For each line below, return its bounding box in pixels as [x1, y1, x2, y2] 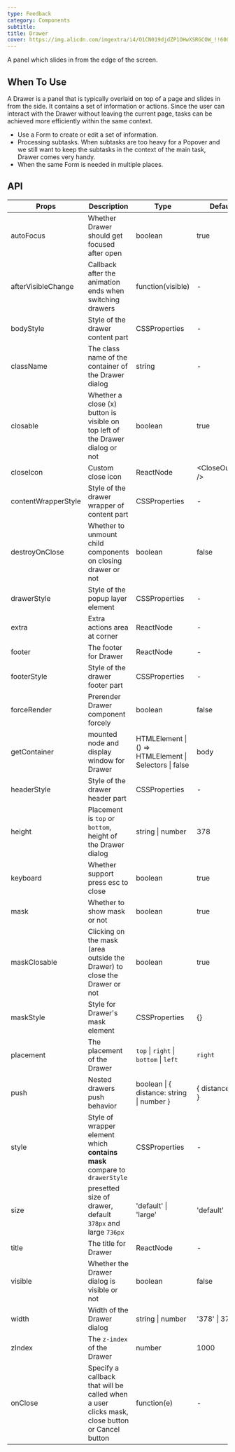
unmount [87, 529, 117, 539]
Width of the [87, 1305, 129, 1315]
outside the [87, 953, 125, 963]
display [87, 747, 112, 756]
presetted [87, 1183, 120, 1193]
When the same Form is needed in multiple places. [17, 160, 164, 168]
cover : [7, 36, 27, 43]
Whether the [87, 1258, 129, 1268]
